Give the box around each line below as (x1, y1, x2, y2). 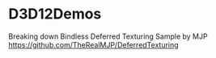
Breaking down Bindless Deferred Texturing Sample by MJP (8, 31, 208, 41)
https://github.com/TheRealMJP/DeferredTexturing (8, 39, 180, 49)
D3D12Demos (8, 5, 102, 23)
